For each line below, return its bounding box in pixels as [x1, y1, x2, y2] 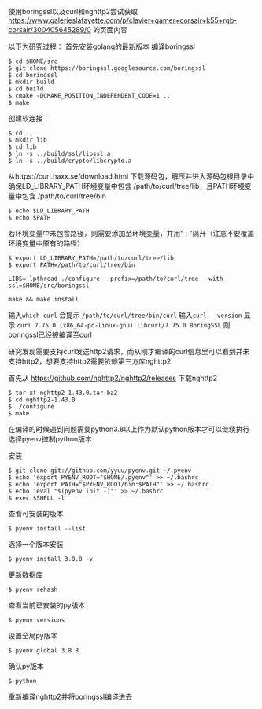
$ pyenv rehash [8, 585, 58, 593]
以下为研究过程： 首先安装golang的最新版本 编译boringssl [8, 42, 195, 51]
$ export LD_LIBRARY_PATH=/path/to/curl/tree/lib [8, 254, 175, 262]
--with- [201, 275, 227, 282]
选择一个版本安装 [8, 540, 64, 548]
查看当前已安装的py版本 [8, 600, 86, 610]
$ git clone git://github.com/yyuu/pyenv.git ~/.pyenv [8, 467, 192, 475]
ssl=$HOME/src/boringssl [8, 282, 90, 290]
